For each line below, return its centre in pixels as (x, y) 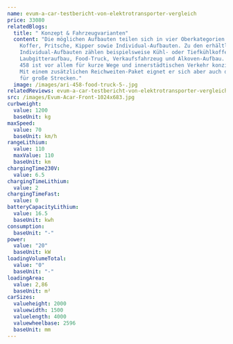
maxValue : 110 (34, 156)
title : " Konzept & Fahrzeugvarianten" (71, 33)
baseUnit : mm (32, 329)
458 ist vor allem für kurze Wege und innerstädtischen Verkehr (114, 65)
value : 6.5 (29, 175)
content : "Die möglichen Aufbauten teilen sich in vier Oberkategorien (119, 40)
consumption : (26, 226)
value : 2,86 (31, 284)
